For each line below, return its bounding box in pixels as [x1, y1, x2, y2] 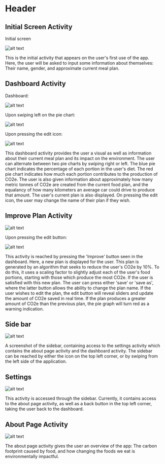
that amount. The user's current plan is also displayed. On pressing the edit [5, 192, 158, 198]
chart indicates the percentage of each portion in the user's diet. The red [5, 166, 154, 172]
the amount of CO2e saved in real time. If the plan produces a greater [5, 295, 146, 301]
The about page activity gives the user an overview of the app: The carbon [5, 443, 157, 449]
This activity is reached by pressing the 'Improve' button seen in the [5, 253, 143, 259]
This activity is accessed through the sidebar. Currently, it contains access [5, 395, 157, 401]
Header [5, 3, 36, 14]
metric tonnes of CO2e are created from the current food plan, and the [5, 181, 149, 188]
